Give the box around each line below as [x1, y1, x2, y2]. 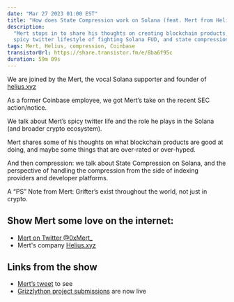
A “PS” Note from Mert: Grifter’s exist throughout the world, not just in [7, 187, 208, 196]
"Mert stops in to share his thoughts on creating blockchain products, [13, 29, 229, 37]
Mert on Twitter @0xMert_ [17, 233, 93, 242]
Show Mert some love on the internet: [7, 215, 174, 227]
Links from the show [7, 261, 97, 273]
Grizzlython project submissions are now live [17, 287, 146, 296]
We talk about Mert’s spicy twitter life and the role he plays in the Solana [7, 117, 214, 125]
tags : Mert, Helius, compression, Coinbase [7, 43, 136, 50]
